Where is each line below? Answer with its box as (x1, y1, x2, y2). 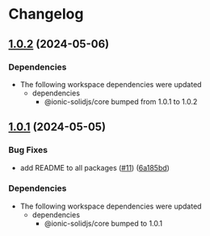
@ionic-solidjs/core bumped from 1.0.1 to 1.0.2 (44, 96, 198, 106)
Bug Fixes (8, 145, 48, 156)
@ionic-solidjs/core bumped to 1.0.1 (44, 218, 163, 228)
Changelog (8, 5, 84, 23)
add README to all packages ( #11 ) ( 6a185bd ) (19, 162, 170, 172)
